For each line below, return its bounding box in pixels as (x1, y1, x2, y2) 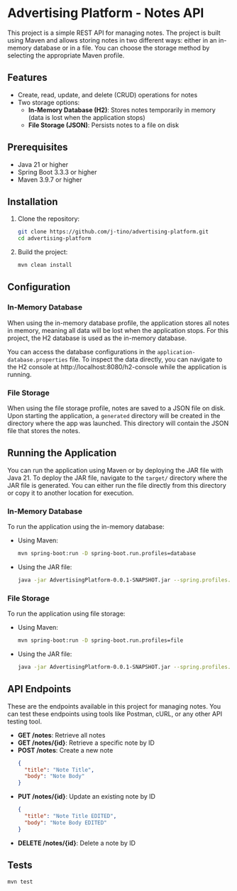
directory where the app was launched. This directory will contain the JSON (7, 419, 229, 427)
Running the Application (7, 447, 117, 459)
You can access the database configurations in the (7, 347, 156, 356)
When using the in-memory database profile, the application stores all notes (7, 318, 230, 327)
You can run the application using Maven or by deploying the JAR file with (7, 466, 224, 474)
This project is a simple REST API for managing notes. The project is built (7, 28, 221, 37)
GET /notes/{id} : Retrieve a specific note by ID (17, 738, 155, 747)
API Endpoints (7, 683, 72, 695)
